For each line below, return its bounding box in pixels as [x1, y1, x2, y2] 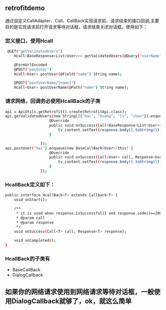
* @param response [16, 220, 54, 225]
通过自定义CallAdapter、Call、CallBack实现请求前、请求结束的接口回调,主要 [5, 17, 159, 24]
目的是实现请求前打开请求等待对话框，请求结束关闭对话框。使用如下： [5, 24, 148, 30]
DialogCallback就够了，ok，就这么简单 [11, 297, 132, 305]
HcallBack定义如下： [5, 181, 55, 188]
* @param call [16, 215, 45, 220]
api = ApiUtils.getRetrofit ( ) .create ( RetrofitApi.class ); [5, 109, 127, 114]
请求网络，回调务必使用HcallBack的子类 [5, 98, 100, 105]
